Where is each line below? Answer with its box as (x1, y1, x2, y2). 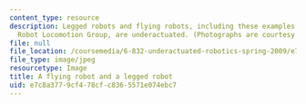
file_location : (9, 47, 67, 56)
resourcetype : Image (9, 64, 88, 73)
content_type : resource (9, 13, 100, 23)
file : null (9, 38, 51, 48)
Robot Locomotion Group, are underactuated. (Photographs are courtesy (17, 30, 296, 39)
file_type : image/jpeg (9, 55, 96, 64)
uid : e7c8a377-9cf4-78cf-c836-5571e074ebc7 (9, 80, 178, 90)
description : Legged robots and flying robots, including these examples (9, 22, 296, 31)
